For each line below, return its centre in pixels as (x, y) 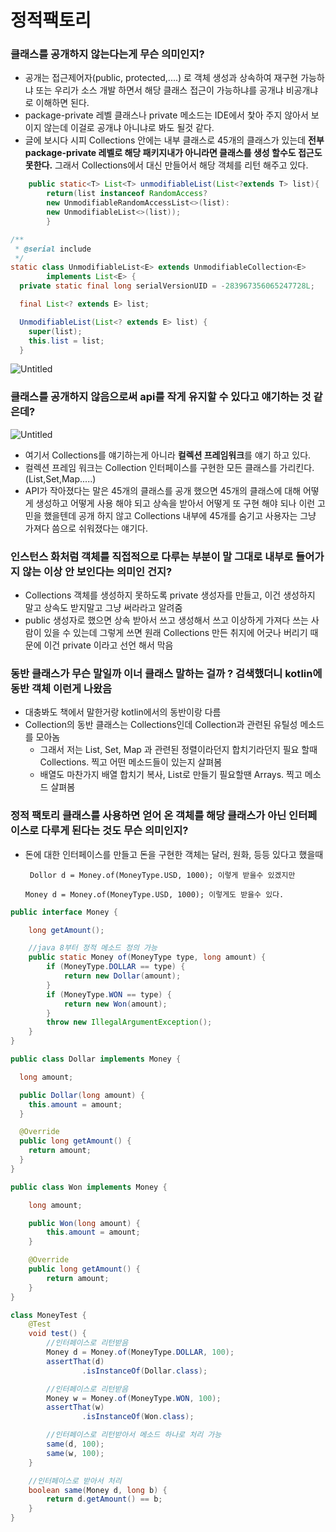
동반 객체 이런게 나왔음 (61, 688)
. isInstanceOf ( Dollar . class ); (144, 1371)
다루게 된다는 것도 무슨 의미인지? (115, 831)
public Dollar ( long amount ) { (82, 1095)
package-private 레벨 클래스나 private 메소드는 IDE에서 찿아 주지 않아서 (166, 115)
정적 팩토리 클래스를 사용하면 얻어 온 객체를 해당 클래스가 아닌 (148, 816)
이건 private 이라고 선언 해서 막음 (108, 645)
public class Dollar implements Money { (96, 1059)
